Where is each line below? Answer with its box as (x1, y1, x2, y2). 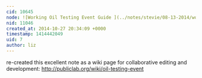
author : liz (6, 43, 36, 49)
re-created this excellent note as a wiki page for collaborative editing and (6, 58, 188, 66)
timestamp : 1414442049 (6, 31, 63, 37)
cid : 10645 (6, 8, 34, 15)
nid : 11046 (6, 20, 34, 26)
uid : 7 (6, 37, 23, 43)
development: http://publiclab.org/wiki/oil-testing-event (6, 65, 144, 72)
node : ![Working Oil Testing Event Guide (6, 14, 112, 20)
